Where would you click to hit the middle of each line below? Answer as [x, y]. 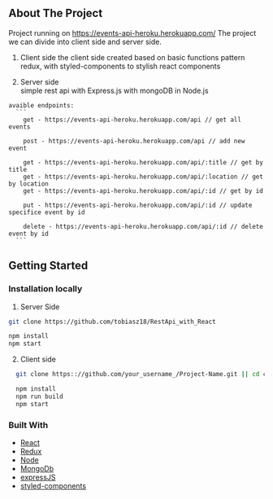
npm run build [39, 396]
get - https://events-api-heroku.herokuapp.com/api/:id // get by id [143, 190]
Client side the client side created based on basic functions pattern [132, 57]
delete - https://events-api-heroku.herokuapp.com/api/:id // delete [143, 226]
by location [28, 184]
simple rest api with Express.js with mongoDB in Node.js [114, 90]
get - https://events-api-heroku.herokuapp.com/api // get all [132, 120]
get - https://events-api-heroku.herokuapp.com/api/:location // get [143, 177]
